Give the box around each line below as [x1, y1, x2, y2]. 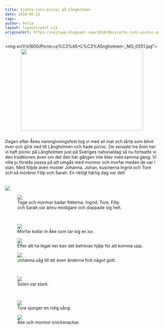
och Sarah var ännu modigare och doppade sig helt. [17, 205, 122, 211]
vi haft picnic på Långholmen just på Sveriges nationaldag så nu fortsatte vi [5, 149, 157, 155]
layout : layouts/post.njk [5, 25, 58, 30]
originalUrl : [5, 30, 32, 35]
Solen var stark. [17, 281, 49, 287]
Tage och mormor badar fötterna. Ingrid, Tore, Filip [17, 199, 120, 205]
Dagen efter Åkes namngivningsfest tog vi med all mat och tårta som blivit [5, 139, 154, 144]
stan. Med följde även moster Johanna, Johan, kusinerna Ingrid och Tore [5, 164, 151, 170]
